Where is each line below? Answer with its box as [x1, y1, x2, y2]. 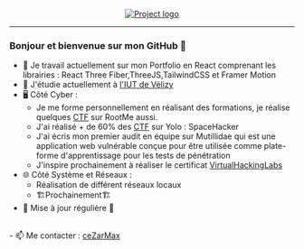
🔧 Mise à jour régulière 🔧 [22, 203, 115, 214]
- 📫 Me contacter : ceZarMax [9, 230, 120, 241]
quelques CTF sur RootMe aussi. [35, 112, 158, 123]
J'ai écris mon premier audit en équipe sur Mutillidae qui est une [35, 131, 276, 142]
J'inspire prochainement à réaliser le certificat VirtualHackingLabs [35, 160, 283, 171]
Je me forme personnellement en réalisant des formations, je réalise [35, 102, 290, 113]
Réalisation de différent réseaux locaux [35, 180, 182, 190]
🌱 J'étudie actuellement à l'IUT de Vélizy [22, 79, 174, 90]
